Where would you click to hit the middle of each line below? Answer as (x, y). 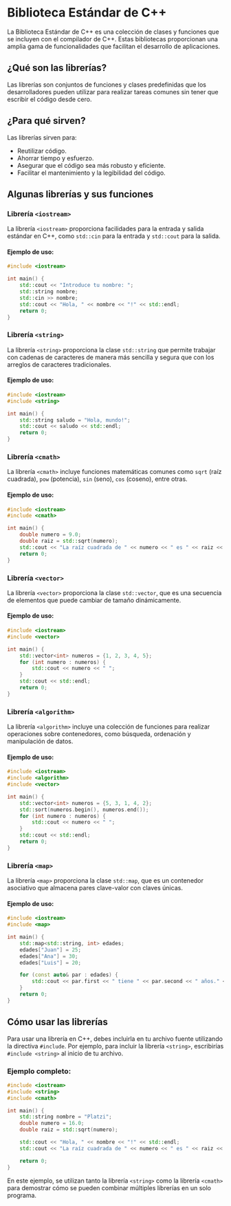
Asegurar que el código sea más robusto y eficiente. (91, 165)
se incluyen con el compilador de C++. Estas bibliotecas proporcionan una (113, 39)
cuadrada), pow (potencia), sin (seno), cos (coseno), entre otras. (97, 479)
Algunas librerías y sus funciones (80, 194)
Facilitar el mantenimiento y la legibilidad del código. (91, 173)
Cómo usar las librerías (58, 1022)
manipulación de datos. (40, 742)
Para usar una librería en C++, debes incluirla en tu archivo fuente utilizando (115, 1038)
